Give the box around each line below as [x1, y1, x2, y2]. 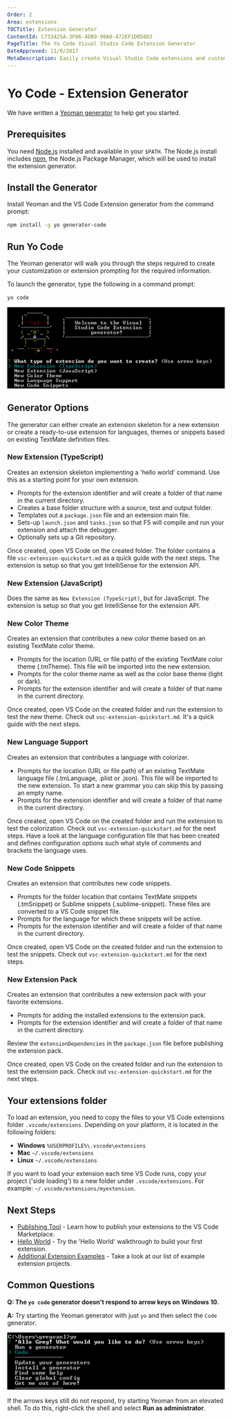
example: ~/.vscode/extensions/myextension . [7, 1184, 136, 1193]
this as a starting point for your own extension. [7, 475, 139, 484]
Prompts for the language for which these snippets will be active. [17, 914, 202, 923]
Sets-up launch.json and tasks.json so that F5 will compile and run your [17, 518, 224, 526]
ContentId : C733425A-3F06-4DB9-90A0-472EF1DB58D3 [7, 33, 153, 40]
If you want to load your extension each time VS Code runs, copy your [7, 1170, 207, 1178]
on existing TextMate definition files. [7, 435, 110, 443]
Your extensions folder [7, 1094, 108, 1107]
